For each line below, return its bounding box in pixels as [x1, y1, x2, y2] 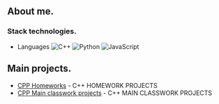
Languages [17, 42, 50, 51]
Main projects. [7, 63, 72, 75]
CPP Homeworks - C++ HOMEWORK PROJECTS [17, 81, 158, 89]
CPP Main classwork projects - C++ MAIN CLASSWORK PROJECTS [17, 89, 213, 97]
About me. [7, 6, 54, 17]
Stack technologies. [7, 27, 77, 36]
